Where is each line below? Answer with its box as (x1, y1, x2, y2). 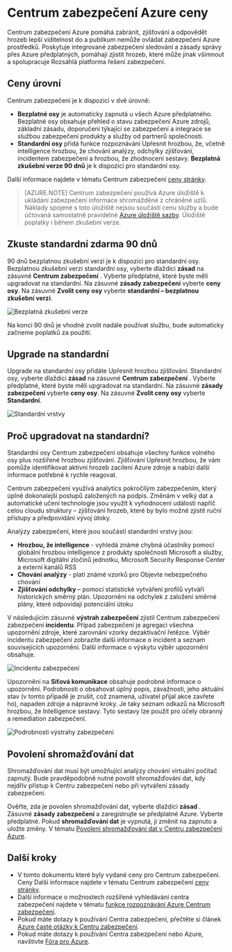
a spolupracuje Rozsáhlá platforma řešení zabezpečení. (7, 57, 166, 65)
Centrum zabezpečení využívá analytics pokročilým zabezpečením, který (7, 484, 217, 492)
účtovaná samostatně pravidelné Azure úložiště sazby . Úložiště (24, 210, 206, 219)
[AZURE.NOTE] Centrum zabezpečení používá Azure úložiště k (24, 188, 205, 196)
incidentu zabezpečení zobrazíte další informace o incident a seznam (7, 636, 206, 644)
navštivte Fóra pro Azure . (17, 937, 90, 945)
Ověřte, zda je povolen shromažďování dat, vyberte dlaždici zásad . (7, 802, 201, 811)
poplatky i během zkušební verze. (24, 218, 122, 226)
